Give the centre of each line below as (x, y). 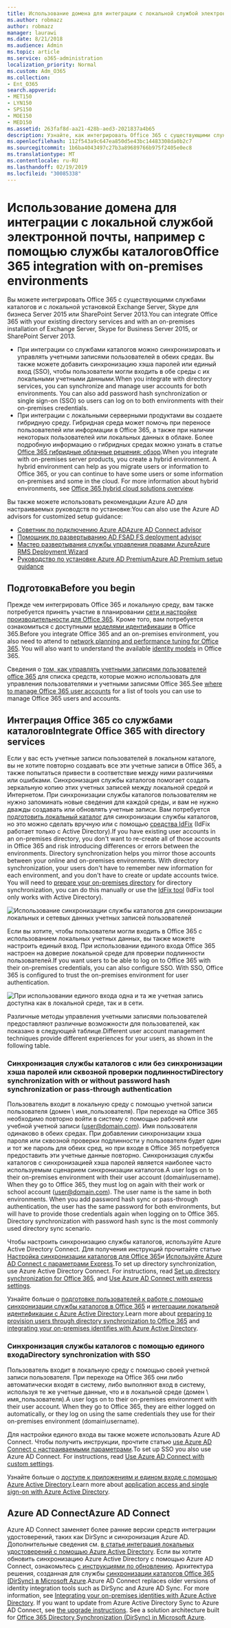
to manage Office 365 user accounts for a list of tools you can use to (104, 691)
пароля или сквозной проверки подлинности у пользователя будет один (114, 1141)
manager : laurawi (32, 33)
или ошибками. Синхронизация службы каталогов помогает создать (109, 780)
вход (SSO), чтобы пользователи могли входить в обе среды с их (113, 372)
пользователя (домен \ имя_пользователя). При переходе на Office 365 (113, 1112)
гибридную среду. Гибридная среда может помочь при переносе (114, 423)
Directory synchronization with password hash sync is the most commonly (113, 1221)
